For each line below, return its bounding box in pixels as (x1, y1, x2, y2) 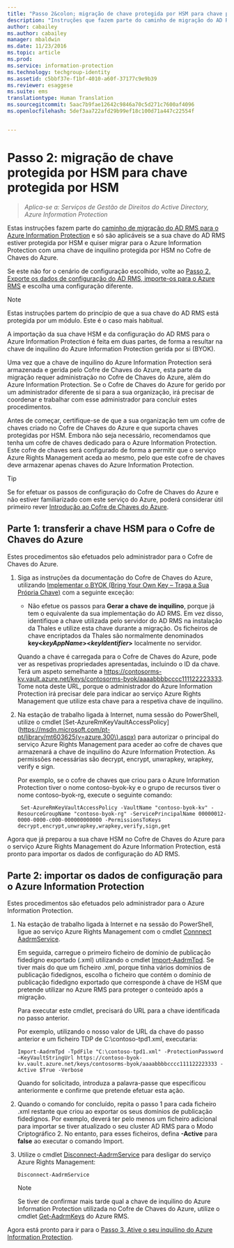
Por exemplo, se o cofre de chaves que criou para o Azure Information (17, 776, 219, 784)
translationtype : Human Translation (7, 95, 114, 102)
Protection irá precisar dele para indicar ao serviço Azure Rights (17, 689, 201, 698)
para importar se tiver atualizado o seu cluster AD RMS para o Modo (17, 1122, 214, 1131)
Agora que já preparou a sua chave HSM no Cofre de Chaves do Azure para (7, 835, 225, 843)
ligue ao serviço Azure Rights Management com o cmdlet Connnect (17, 927, 212, 936)
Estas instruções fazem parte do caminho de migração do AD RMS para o (7, 223, 219, 232)
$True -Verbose (39, 1066, 84, 1074)
